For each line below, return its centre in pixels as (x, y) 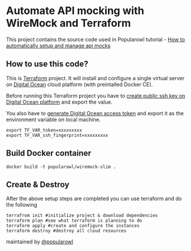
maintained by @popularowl (40, 242)
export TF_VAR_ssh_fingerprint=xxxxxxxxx (57, 135)
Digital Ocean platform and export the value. (59, 102)
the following (22, 205)
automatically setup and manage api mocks (58, 46)
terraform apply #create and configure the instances (73, 226)
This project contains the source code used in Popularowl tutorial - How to (95, 39)
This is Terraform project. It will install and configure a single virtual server (95, 78)
